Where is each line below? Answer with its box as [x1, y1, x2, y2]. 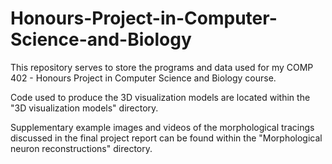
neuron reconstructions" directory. [10, 142, 153, 154]
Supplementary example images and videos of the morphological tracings [10, 121, 315, 133]
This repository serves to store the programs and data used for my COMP [10, 61, 314, 73]
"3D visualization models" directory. [10, 102, 159, 114]
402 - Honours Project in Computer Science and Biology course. [10, 72, 277, 84]
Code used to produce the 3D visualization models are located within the [10, 91, 311, 103]
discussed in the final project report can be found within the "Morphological [10, 132, 323, 144]
